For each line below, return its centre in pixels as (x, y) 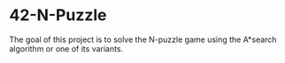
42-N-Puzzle (58, 15)
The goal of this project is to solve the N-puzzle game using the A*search (143, 39)
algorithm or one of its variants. (66, 48)
